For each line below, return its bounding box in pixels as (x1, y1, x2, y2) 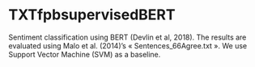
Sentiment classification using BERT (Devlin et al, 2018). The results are (8, 32, 247, 42)
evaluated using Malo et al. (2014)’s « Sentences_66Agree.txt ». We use (8, 40, 248, 50)
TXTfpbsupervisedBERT (8, 6, 176, 24)
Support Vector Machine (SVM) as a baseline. (8, 49, 161, 59)
